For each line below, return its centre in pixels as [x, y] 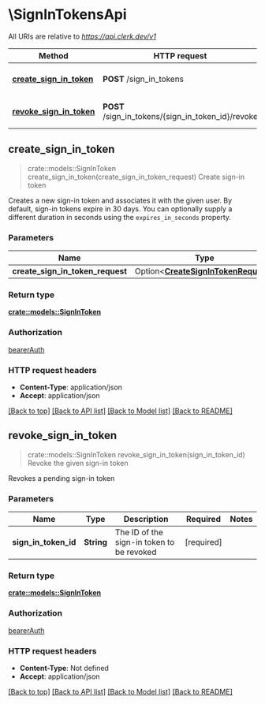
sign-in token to [145, 542]
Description [146, 520]
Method [53, 55]
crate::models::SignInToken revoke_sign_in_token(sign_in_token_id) [136, 454]
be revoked [136, 552]
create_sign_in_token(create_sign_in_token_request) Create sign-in [136, 177]
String [96, 542]
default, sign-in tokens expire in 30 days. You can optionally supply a [120, 209]
